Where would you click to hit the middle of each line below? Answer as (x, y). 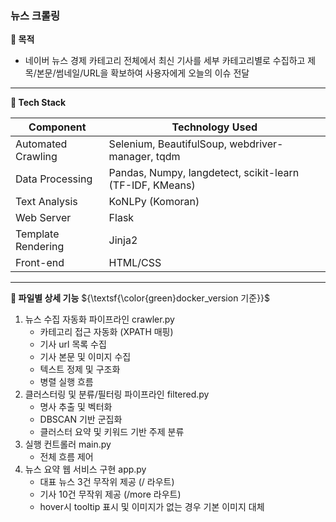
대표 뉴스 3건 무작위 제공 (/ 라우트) (107, 482)
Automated (41, 144)
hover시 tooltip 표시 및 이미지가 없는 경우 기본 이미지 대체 (152, 507)
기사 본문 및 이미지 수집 (85, 357)
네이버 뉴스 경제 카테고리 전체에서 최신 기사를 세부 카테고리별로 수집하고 (165, 61)
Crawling (36, 157)
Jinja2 (123, 240)
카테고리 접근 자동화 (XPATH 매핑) (106, 332)
